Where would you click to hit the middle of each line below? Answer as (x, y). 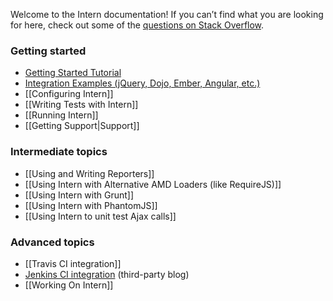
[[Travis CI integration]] (73, 263)
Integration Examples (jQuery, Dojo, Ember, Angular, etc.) (142, 83)
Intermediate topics (59, 152)
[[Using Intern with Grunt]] (79, 195)
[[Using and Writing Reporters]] (89, 173)
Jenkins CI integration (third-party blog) (107, 274)
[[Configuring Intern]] (69, 94)
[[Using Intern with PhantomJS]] (91, 205)
